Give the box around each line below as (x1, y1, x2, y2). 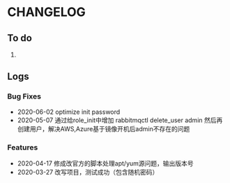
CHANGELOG (7, 4, 86, 20)
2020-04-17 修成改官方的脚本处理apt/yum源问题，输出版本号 (17, 159, 194, 168)
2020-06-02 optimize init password (17, 108, 121, 116)
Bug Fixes (7, 91, 42, 101)
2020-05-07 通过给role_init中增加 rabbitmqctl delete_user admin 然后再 (17, 116, 223, 124)
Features (7, 142, 38, 152)
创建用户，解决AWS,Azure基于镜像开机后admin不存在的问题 (17, 124, 190, 133)
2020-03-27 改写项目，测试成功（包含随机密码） (17, 168, 159, 176)
